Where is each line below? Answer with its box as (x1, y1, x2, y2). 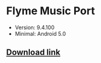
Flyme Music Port (6, 4, 96, 18)
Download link (6, 48, 61, 58)
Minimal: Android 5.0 (14, 30, 66, 37)
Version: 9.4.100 (14, 24, 55, 31)
